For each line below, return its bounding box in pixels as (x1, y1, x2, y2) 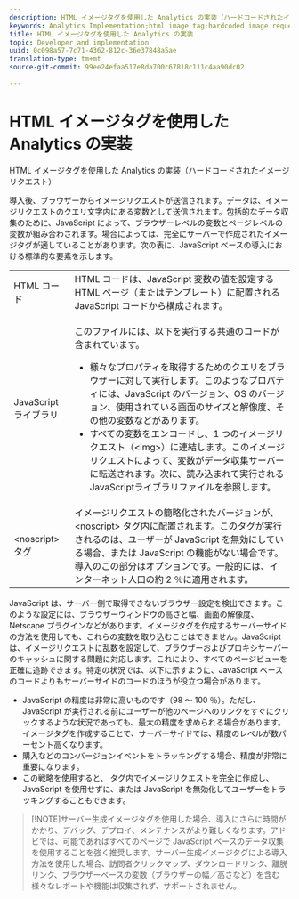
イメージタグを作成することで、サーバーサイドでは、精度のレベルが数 (21, 727, 279, 739)
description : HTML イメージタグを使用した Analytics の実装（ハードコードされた (9, 12, 284, 22)
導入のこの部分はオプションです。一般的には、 (74, 560, 270, 572)
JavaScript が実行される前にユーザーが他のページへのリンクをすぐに (21, 705, 274, 717)
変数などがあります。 (116, 414, 205, 426)
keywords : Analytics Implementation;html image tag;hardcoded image (9, 21, 269, 30)
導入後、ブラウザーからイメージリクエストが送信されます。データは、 (9, 195, 266, 206)
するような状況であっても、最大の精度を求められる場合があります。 (37, 717, 287, 727)
